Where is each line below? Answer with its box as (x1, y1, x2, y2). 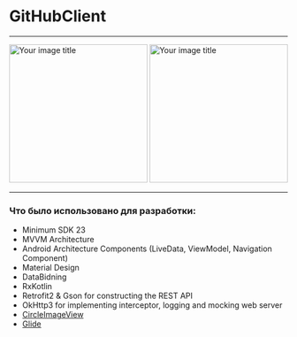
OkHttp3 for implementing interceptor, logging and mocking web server (21, 300, 283, 310)
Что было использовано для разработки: (9, 204, 196, 217)
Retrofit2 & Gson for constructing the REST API (21, 290, 193, 302)
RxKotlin (21, 281, 53, 292)
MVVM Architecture (21, 234, 95, 245)
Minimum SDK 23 (21, 225, 86, 235)
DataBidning (21, 272, 67, 282)
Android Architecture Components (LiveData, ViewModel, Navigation (21, 243, 272, 254)
